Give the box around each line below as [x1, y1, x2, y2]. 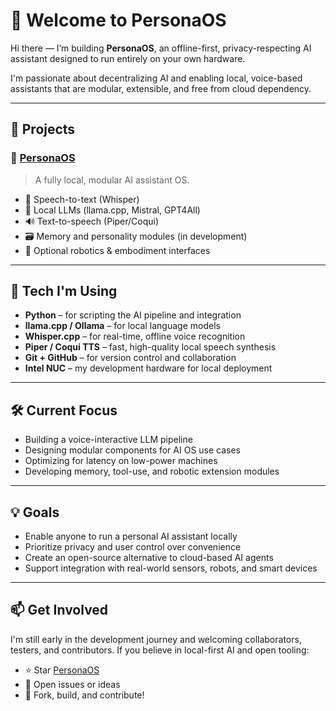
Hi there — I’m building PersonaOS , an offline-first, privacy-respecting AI [10, 42, 312, 54]
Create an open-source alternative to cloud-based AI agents [24, 552, 274, 564]
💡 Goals [10, 504, 60, 521]
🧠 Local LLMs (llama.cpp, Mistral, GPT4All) [24, 204, 201, 216]
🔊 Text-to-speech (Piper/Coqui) [24, 215, 160, 227]
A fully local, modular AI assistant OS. [34, 174, 190, 186]
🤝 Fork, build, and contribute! [24, 689, 145, 701]
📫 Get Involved [10, 602, 109, 619]
